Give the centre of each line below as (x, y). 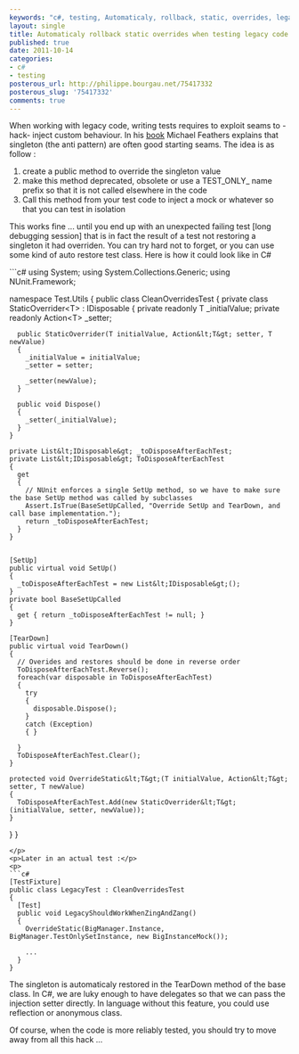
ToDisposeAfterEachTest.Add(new (77, 803)
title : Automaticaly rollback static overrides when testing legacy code (149, 34)
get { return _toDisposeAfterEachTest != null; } (111, 615)
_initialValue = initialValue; (83, 358)
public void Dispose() (59, 405)
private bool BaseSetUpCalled (65, 600)
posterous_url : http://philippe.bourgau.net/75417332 (111, 84)
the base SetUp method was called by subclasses (101, 498)
